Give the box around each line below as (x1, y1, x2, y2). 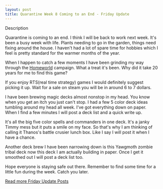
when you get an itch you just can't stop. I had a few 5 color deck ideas (5, 99, 148, 105)
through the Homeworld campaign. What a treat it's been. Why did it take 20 (5, 64, 158, 71)
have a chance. (5, 134, 36, 140)
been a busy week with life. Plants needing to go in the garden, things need (5, 39, 156, 45)
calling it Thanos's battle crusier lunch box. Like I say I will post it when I (5, 129, 150, 135)
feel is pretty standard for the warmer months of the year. (5, 50, 120, 56)
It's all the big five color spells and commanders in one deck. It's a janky (5, 119, 150, 125)
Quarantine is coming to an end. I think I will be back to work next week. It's (5, 35, 157, 40)
